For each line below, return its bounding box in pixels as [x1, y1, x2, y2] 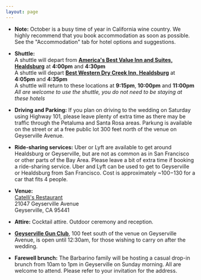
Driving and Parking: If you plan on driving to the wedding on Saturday [14, 106, 191, 113]
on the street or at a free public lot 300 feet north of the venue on [14, 125, 177, 132]
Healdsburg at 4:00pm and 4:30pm [14, 63, 106, 70]
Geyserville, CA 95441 [14, 206, 70, 214]
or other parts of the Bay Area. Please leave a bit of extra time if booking [14, 156, 194, 163]
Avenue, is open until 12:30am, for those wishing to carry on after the [14, 236, 186, 243]
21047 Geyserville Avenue [14, 200, 79, 207]
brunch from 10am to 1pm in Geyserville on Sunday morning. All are [14, 260, 182, 268]
